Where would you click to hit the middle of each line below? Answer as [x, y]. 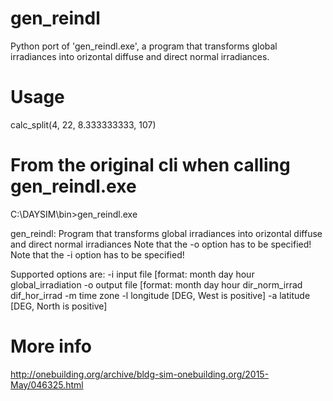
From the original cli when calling [150, 165]
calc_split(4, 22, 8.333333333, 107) [83, 124]
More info [51, 346]
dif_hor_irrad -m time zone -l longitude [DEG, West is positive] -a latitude [160, 295]
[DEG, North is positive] [59, 306]
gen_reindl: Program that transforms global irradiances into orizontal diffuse [166, 233]
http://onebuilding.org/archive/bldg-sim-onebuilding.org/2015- [140, 374]
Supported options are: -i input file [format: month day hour [132, 274]
